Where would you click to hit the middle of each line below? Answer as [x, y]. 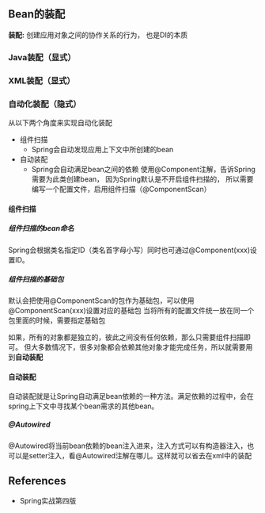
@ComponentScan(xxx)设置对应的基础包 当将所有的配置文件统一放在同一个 [131, 311]
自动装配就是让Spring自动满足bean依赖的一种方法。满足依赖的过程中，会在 [131, 396]
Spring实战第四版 [48, 501]
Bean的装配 [37, 14]
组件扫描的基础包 [36, 279]
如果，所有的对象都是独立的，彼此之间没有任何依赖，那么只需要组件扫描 [126, 337]
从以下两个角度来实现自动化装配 [60, 122]
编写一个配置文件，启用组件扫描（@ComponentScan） [121, 189]
